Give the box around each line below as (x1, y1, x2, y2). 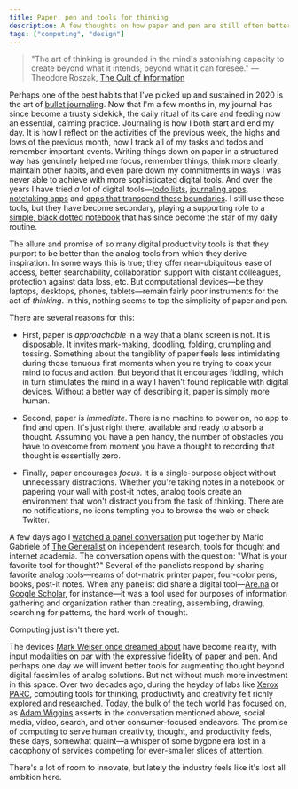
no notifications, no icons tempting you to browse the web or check (21, 505, 270, 516)
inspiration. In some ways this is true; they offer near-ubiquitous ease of (9, 258, 272, 269)
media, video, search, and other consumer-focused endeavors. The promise (9, 717, 288, 728)
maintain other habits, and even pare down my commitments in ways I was (9, 165, 282, 176)
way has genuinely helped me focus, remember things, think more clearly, (9, 156, 280, 167)
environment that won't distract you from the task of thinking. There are (21, 496, 284, 506)
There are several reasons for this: (9, 312, 135, 324)
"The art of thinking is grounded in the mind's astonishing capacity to (30, 54, 285, 65)
